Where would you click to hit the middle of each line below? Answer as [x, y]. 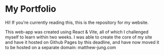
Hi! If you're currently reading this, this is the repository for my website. [77, 22]
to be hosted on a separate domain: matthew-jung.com [61, 47]
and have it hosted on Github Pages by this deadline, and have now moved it [82, 42]
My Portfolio [31, 9]
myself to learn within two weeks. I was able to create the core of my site [79, 37]
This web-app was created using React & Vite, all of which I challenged [77, 32]
